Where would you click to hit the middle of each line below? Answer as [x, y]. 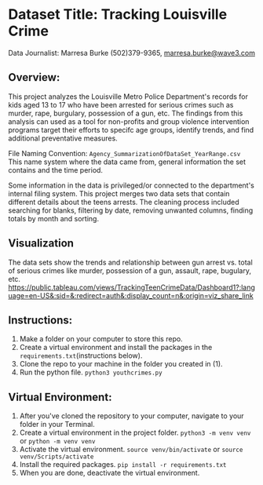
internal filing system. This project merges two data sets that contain [119, 193]
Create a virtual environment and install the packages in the [116, 348]
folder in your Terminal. [57, 425]
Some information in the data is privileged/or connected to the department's [131, 185]
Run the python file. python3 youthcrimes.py [91, 372]
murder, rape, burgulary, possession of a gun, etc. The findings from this [126, 113]
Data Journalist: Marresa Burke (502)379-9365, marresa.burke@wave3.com [131, 53]
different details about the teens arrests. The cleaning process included [124, 202]
